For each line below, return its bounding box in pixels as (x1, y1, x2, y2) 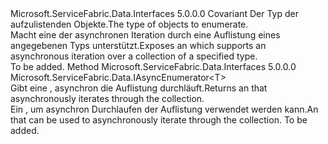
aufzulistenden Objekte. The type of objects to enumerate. (10, 18, 249, 30)
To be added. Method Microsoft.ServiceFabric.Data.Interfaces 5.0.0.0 (10, 61, 297, 72)
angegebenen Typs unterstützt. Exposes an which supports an (10, 40, 267, 51)
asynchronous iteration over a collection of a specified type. (10, 50, 258, 62)
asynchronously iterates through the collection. (10, 93, 205, 104)
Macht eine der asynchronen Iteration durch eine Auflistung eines (10, 29, 281, 41)
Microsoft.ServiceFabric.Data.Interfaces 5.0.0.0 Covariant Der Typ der (10, 8, 299, 19)
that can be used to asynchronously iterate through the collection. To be (10, 114, 308, 126)
